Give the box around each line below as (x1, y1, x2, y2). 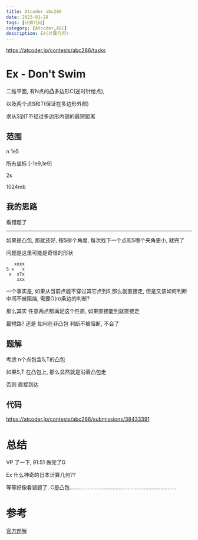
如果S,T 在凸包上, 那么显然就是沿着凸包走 (6, 368, 107, 375)
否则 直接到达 (6, 381, 39, 388)
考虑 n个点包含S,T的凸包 (6, 355, 65, 363)
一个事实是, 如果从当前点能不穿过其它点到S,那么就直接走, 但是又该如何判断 (6, 287, 187, 294)
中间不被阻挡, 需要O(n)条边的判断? (6, 294, 90, 302)
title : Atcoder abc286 (6, 8, 62, 15)
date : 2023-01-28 (6, 14, 49, 20)
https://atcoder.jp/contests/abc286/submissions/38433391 (6, 415, 150, 423)
